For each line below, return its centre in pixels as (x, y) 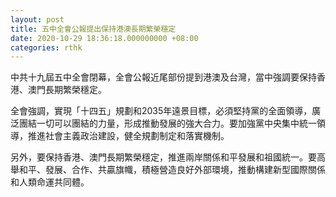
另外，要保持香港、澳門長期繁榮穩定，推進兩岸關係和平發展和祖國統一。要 (163, 157)
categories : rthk (46, 47)
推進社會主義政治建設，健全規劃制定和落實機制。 (128, 136)
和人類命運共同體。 (50, 182)
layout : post (37, 19)
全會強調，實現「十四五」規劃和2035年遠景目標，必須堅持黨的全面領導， (161, 111)
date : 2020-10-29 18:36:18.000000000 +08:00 (104, 38)
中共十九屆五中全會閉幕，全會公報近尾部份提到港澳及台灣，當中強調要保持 (163, 77)
